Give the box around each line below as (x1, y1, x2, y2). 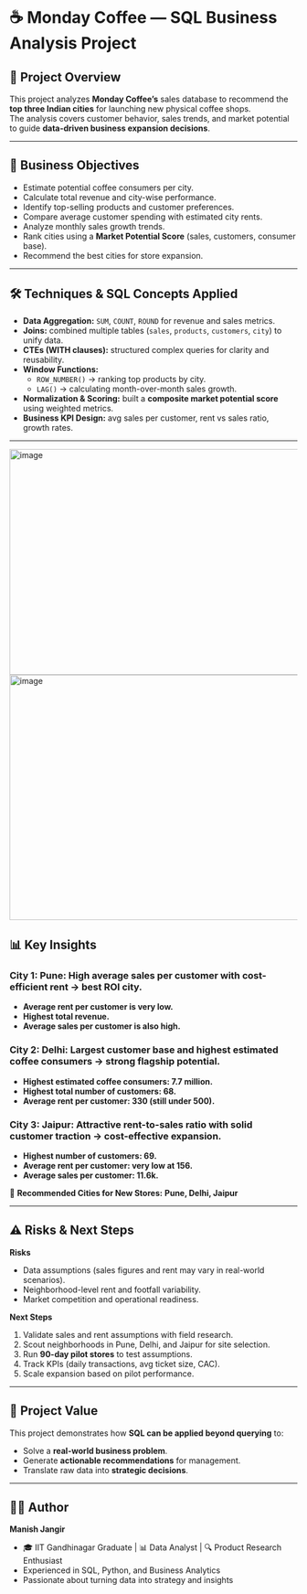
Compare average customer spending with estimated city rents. (22, 211, 263, 222)
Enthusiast (22, 1556, 63, 1567)
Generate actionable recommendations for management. (22, 1455, 241, 1466)
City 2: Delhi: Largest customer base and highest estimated (9, 1043, 279, 1056)
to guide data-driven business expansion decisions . (9, 123, 210, 134)
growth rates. (22, 422, 73, 433)
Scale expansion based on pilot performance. (22, 1368, 195, 1379)
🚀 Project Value (9, 1403, 99, 1418)
